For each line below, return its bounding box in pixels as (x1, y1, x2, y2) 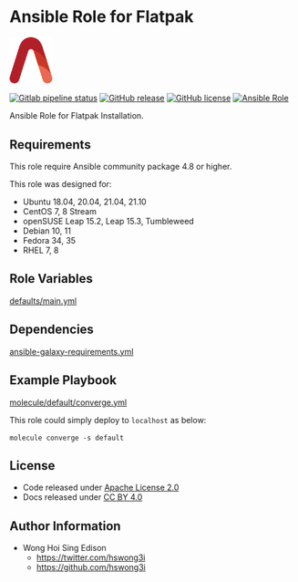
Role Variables (9, 271, 93, 286)
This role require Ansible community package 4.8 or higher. (9, 161, 232, 172)
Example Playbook (9, 372, 117, 389)
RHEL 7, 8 (22, 244, 59, 256)
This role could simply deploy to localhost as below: (9, 414, 207, 425)
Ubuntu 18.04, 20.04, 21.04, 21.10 (22, 196, 148, 207)
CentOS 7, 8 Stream (22, 206, 98, 217)
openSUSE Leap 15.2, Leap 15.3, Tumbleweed (22, 216, 194, 227)
